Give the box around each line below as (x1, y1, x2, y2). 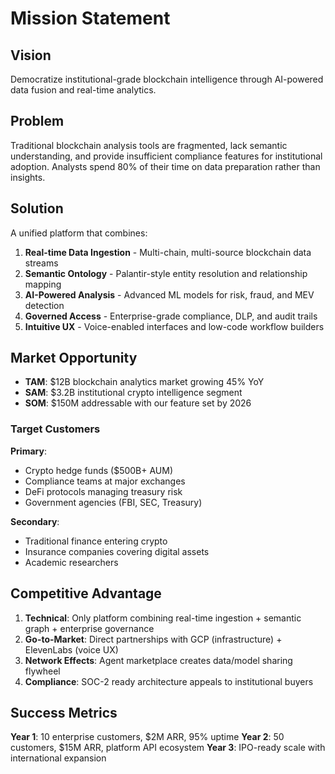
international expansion (10, 752, 107, 764)
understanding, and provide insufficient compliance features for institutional (10, 150, 323, 162)
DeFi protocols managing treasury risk (24, 485, 183, 497)
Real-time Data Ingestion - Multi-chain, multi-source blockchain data (24, 246, 312, 258)
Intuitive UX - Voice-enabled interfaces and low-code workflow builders (24, 320, 325, 332)
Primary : (10, 445, 47, 457)
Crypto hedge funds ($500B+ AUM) (24, 464, 174, 476)
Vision (10, 47, 52, 64)
